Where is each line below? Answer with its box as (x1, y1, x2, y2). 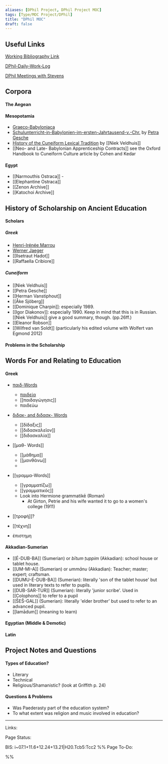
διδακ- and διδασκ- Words (12, 412, 67, 418)
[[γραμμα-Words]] (12, 472, 51, 478)
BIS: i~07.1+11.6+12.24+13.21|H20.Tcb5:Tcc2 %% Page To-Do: (5, 744, 133, 750)
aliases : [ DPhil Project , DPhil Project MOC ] (5, 7, 101, 13)
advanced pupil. (12, 603, 46, 609)
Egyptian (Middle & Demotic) (5, 620, 66, 626)
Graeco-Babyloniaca (12, 124, 55, 130)
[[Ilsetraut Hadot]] (12, 253, 50, 259)
